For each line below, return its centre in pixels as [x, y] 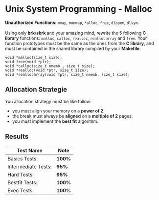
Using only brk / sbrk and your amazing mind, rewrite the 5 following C [76, 33]
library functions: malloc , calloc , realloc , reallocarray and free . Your [76, 38]
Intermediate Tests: [30, 166]
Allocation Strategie [36, 90]
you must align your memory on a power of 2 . [58, 111]
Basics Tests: [23, 158]
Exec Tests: [21, 190]
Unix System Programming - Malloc [79, 9]
